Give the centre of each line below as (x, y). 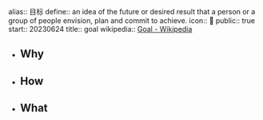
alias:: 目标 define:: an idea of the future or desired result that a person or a (132, 12)
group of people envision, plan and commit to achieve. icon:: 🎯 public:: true (132, 21)
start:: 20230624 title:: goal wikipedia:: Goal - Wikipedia (100, 29)
